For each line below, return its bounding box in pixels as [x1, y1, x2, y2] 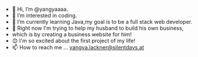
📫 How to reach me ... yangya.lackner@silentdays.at [11, 44, 144, 50]
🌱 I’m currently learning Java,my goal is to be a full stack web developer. [11, 18, 193, 25]
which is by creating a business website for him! [11, 31, 132, 38]
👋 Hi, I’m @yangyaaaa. [11, 6, 68, 12]
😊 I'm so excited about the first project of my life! [11, 37, 136, 44]
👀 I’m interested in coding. [11, 12, 77, 19]
